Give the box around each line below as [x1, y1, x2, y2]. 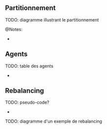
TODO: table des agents [5, 63, 54, 69]
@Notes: [5, 26, 23, 32]
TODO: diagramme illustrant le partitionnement [5, 17, 99, 22]
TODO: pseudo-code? [5, 100, 50, 106]
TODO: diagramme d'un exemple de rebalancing [5, 118, 103, 124]
